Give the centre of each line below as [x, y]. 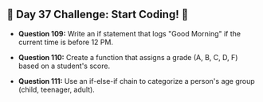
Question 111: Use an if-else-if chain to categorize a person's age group [136, 81]
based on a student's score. [64, 66]
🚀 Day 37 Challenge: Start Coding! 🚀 [98, 15]
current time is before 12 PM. [66, 42]
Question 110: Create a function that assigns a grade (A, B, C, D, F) [128, 57]
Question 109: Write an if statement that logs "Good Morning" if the [130, 33]
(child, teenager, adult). [57, 89]
